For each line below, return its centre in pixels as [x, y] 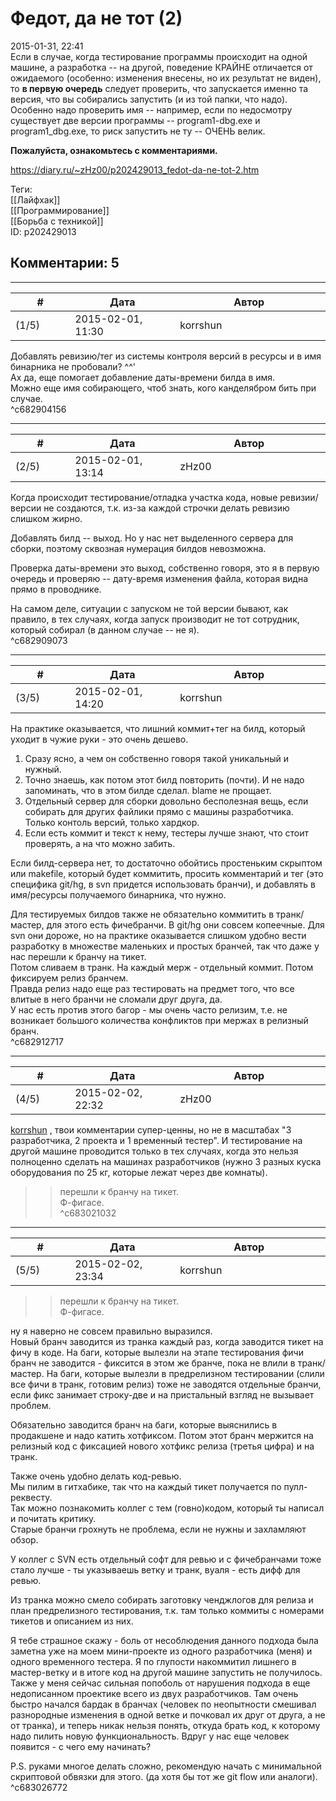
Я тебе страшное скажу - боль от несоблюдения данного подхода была [164, 1640]
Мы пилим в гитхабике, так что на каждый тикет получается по [146, 1486]
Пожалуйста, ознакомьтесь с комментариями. [114, 150]
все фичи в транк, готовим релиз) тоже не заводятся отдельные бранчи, [166, 1384]
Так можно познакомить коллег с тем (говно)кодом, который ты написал [167, 1508]
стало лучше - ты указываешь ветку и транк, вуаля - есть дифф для [155, 1569]
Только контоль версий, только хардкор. [112, 822]
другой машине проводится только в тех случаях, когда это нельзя [154, 1151]
